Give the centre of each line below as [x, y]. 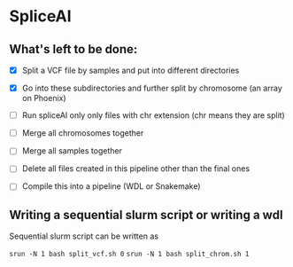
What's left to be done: [73, 49]
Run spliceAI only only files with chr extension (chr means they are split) [153, 115]
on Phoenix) [44, 98]
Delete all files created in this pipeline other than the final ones [136, 169]
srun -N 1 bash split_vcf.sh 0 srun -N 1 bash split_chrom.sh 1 [129, 255]
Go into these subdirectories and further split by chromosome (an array [152, 88]
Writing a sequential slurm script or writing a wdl [146, 215]
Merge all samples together [72, 151]
